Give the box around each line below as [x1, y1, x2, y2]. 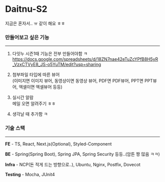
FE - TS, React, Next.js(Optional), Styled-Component [5, 141, 112, 146]
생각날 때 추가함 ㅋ [12, 111, 48, 117]
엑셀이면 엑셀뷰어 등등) [19, 84, 63, 90]
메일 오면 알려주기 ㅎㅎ [12, 101, 56, 107]
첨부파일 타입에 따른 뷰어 [12, 72, 60, 77]
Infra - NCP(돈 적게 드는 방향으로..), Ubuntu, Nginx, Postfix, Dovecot [5, 161, 141, 167]
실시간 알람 [12, 95, 34, 101]
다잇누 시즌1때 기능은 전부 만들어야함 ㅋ [12, 51, 88, 57]
